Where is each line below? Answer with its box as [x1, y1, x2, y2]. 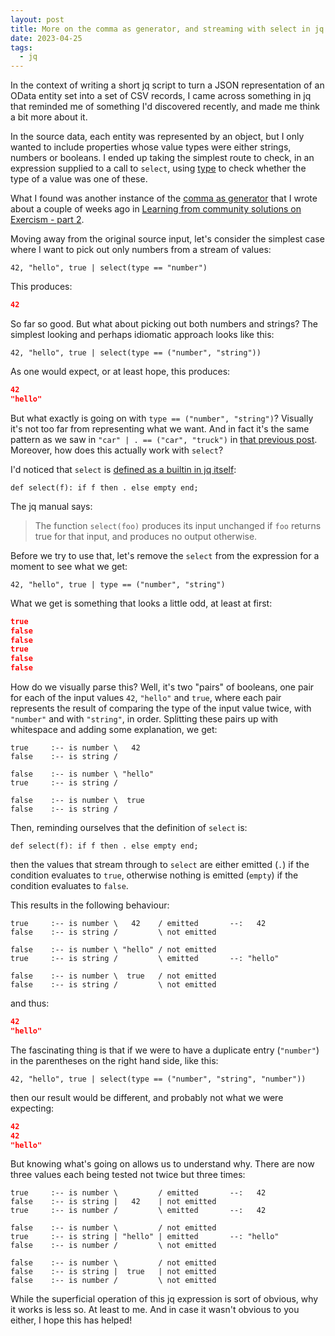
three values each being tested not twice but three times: [10, 1169, 246, 1181]
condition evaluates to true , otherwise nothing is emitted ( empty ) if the [10, 869, 299, 881]
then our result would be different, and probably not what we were [10, 1091, 284, 1103]
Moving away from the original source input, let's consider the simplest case [10, 233, 325, 245]
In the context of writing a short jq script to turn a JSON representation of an [10, 79, 325, 91]
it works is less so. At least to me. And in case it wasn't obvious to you [10, 1304, 300, 1316]
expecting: [10, 1102, 55, 1114]
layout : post [10, 14, 65, 25]
